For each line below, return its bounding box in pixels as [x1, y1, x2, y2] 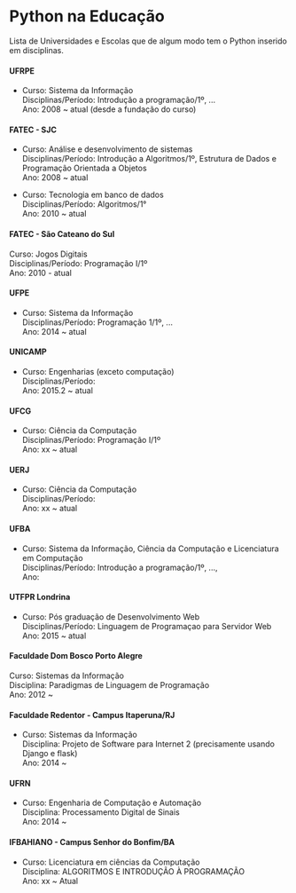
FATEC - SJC [9, 124, 58, 135]
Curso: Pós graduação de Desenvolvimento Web [21, 611, 200, 622]
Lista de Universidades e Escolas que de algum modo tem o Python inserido [9, 36, 288, 46]
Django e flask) [21, 748, 78, 759]
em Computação [21, 552, 83, 563]
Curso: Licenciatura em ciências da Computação [21, 857, 201, 867]
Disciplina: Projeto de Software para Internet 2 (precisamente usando [21, 739, 275, 749]
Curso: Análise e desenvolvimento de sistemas [21, 144, 193, 154]
